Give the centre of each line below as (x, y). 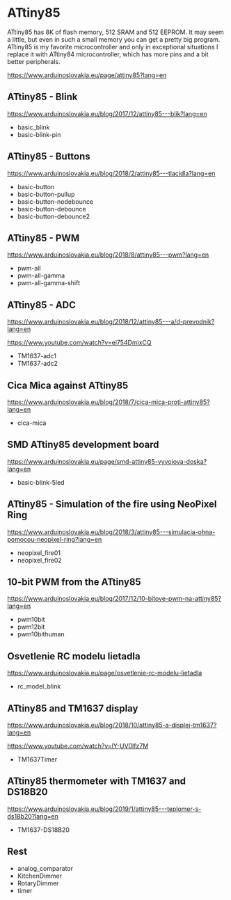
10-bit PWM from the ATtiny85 (74, 582)
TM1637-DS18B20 (43, 830)
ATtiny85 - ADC (42, 305)
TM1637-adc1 (37, 356)
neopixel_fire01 (39, 553)
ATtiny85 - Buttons (49, 157)
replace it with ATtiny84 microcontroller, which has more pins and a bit (108, 54)
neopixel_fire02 (39, 560)
